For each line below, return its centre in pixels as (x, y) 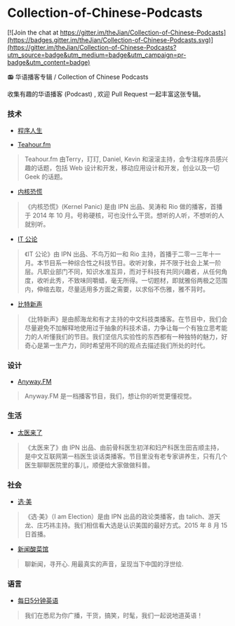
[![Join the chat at (33, 32)
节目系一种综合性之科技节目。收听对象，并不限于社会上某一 (129, 263)
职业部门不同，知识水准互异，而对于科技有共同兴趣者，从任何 (132, 272)
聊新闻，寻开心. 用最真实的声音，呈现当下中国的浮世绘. (104, 564)
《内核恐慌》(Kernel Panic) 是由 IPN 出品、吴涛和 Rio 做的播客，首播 (123, 207)
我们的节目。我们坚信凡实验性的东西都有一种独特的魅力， (138, 337)
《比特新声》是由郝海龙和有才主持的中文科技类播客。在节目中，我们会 (126, 319)
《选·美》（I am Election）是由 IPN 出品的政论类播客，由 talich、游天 (122, 517)
